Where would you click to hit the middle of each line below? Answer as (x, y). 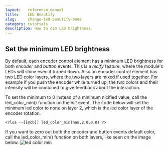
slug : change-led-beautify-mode (43, 19)
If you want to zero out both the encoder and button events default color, (80, 131)
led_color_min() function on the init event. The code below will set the (77, 102)
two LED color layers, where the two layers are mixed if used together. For (82, 77)
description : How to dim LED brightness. (49, 29)
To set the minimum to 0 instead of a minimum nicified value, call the (76, 97)
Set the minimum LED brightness (57, 49)
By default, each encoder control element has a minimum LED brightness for (84, 61)
